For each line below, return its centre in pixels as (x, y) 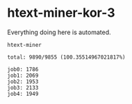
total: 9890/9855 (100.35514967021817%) (67, 57)
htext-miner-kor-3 (61, 13)
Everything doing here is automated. (59, 32)
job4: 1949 (23, 94)
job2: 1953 (23, 82)
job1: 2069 (23, 75)
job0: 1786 (23, 69)
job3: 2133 (23, 88)
